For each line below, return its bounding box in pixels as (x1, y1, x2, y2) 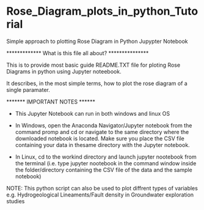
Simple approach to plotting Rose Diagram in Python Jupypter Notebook (6, 37, 188, 45)
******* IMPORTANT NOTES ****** (6, 98, 96, 105)
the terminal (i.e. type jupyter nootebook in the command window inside (15, 159, 197, 167)
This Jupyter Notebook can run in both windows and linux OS (15, 110, 170, 117)
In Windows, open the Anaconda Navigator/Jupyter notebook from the (15, 121, 192, 129)
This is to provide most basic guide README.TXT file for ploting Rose (6, 61, 181, 69)
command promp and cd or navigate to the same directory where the (15, 128, 189, 135)
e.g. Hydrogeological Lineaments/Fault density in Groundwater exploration (6, 191, 194, 198)
